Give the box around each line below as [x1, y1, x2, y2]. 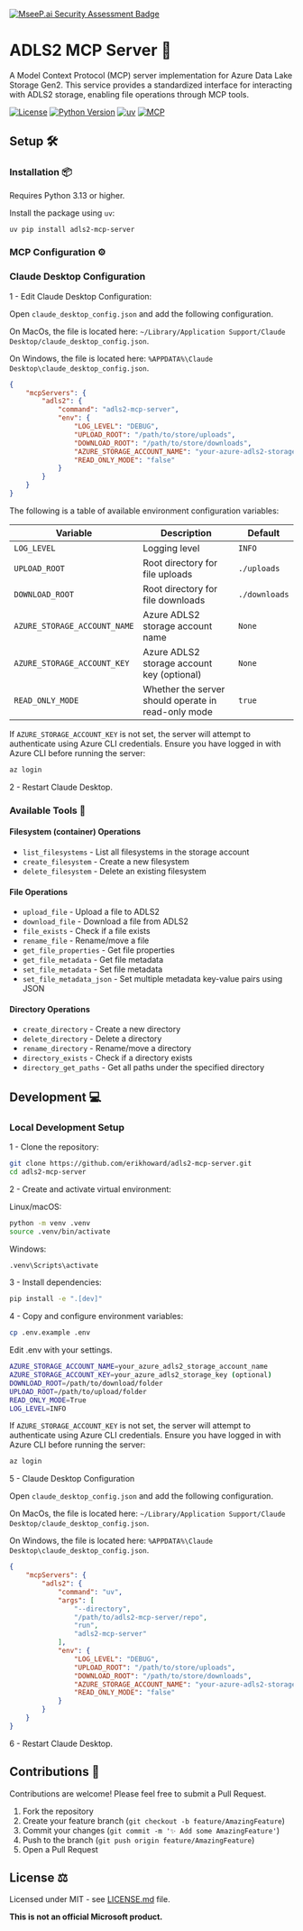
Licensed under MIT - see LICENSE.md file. [9, 1894, 170, 1905]
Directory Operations [9, 1003, 90, 1014]
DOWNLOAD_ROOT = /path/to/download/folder [9, 1379, 164, 1388]
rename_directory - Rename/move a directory [22, 1043, 192, 1054]
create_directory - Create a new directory [22, 1024, 181, 1035]
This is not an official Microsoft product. [9, 1911, 163, 1922]
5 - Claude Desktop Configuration [9, 1474, 135, 1484]
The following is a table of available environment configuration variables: [9, 505, 280, 516]
